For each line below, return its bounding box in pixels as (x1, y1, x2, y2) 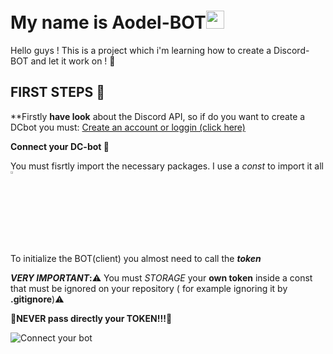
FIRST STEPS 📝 (10, 84, 106, 101)
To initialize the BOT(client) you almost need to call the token (10, 252, 262, 264)
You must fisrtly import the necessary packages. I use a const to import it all (10, 160, 324, 172)
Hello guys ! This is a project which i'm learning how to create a (10, 44, 272, 56)
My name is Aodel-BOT (10, 11, 207, 34)
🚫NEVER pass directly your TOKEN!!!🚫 (10, 312, 173, 324)
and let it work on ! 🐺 (30, 55, 116, 67)
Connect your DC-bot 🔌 (10, 140, 110, 152)
